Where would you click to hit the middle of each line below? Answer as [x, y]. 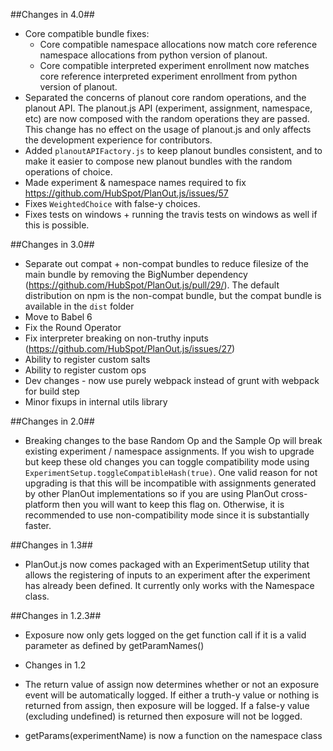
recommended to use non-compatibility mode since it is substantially [167, 515]
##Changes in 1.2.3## [56, 615]
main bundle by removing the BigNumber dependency [136, 274]
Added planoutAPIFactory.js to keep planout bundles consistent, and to [173, 150]
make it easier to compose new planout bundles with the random [158, 161]
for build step [52, 391]
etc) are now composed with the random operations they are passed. [167, 118]
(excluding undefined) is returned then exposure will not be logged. [163, 716]
